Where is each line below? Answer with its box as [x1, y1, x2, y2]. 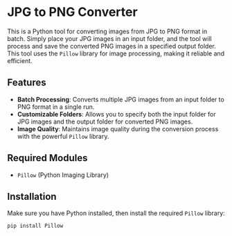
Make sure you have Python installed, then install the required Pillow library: [7, 209, 225, 217]
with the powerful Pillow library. [17, 132, 109, 140]
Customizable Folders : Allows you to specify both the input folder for [17, 110, 216, 118]
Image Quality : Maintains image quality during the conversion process [17, 124, 219, 133]
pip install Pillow [7, 223, 64, 230]
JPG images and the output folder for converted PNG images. [17, 117, 193, 126]
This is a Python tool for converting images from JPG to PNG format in [7, 27, 208, 35]
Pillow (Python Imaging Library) [17, 171, 109, 179]
